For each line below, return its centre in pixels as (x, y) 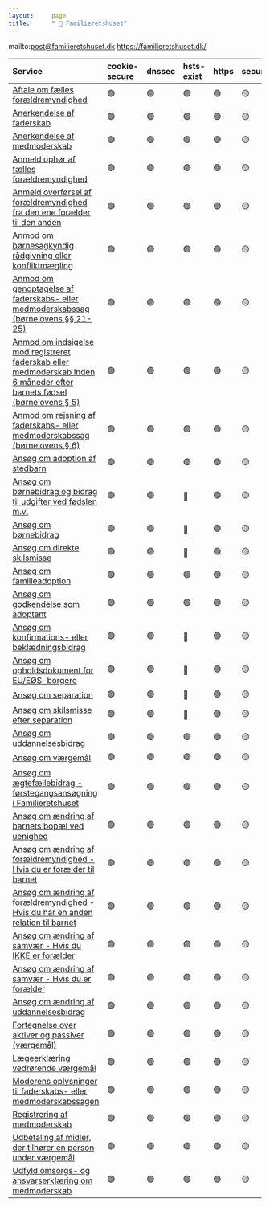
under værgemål (43, 1157)
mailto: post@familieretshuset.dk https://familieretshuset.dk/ (107, 46)
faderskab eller (41, 362)
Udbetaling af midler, (52, 1137)
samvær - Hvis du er (52, 979)
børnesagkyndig (43, 245)
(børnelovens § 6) (46, 445)
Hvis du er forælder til (53, 869)
